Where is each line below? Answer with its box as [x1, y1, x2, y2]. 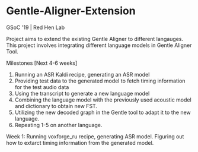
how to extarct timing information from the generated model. [6, 139, 154, 146]
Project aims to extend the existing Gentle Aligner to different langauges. [6, 35, 184, 42]
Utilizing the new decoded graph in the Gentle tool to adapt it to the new [14, 109, 191, 116]
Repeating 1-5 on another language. [14, 121, 103, 128]
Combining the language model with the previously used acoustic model [14, 96, 191, 103]
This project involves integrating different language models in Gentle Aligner [6, 42, 192, 49]
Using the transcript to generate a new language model [14, 90, 150, 97]
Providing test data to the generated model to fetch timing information [14, 77, 186, 84]
